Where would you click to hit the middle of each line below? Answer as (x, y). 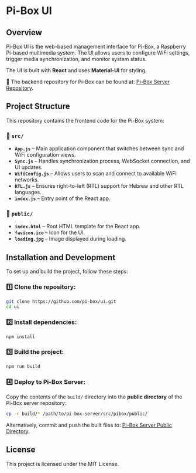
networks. (27, 180)
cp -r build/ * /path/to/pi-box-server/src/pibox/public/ (77, 414)
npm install (20, 337)
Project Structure (38, 107)
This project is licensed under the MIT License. (63, 464)
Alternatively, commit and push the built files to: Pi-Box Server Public (89, 425)
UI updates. (28, 167)
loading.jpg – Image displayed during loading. (71, 239)
